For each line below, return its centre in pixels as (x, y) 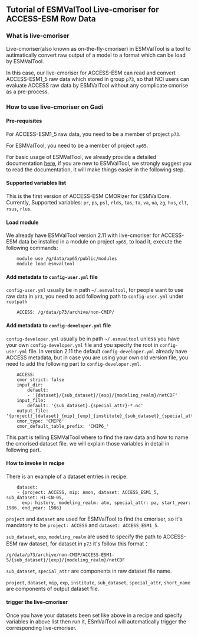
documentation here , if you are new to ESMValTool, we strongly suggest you (99, 163)
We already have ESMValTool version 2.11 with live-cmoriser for (83, 235)
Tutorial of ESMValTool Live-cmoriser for (82, 10)
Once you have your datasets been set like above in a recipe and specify (94, 615)
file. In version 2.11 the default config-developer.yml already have (108, 351)
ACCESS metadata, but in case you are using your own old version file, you (97, 357)
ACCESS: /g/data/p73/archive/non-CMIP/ (66, 313)
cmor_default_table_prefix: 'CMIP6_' (63, 426)
